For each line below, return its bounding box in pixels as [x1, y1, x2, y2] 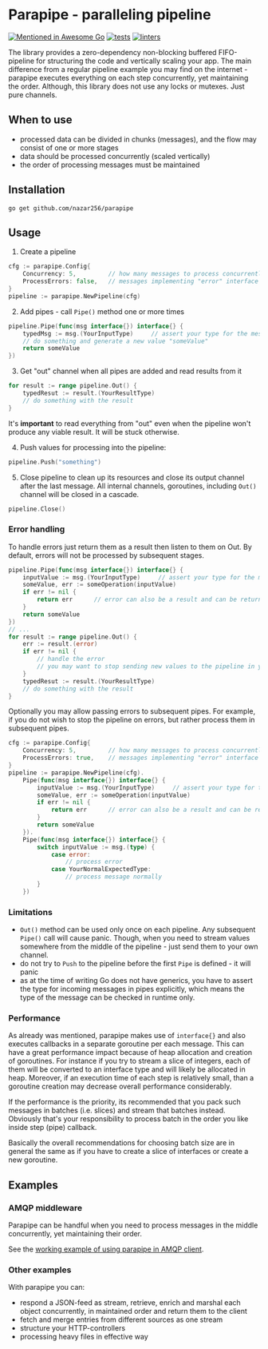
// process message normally [65, 873, 162, 881]
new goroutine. [8, 1155, 58, 1164]
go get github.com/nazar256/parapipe [8, 204, 134, 213]
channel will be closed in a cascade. [19, 489, 140, 499]
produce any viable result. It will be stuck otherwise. [8, 427, 179, 436]
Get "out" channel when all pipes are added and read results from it [19, 366, 242, 376]
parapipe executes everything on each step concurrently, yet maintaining [8, 73, 249, 82]
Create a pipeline [19, 247, 77, 257]
